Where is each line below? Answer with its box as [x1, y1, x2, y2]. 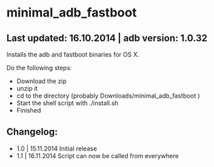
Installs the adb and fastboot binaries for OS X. [6, 50, 139, 58]
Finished [16, 107, 41, 114]
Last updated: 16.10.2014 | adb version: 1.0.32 [6, 32, 208, 44]
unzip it [16, 85, 38, 92]
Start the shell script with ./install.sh [16, 99, 119, 107]
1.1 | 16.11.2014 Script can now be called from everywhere [16, 151, 179, 159]
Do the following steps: [6, 64, 72, 71]
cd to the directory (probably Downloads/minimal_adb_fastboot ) [16, 91, 201, 100]
